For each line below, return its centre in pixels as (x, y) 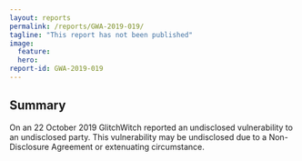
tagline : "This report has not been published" (101, 35)
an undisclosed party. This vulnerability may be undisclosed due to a (138, 136)
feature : (34, 52)
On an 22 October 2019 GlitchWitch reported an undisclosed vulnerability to (151, 127)
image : (22, 43)
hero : (28, 60)
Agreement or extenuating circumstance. (128, 146)
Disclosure (30, 146)
